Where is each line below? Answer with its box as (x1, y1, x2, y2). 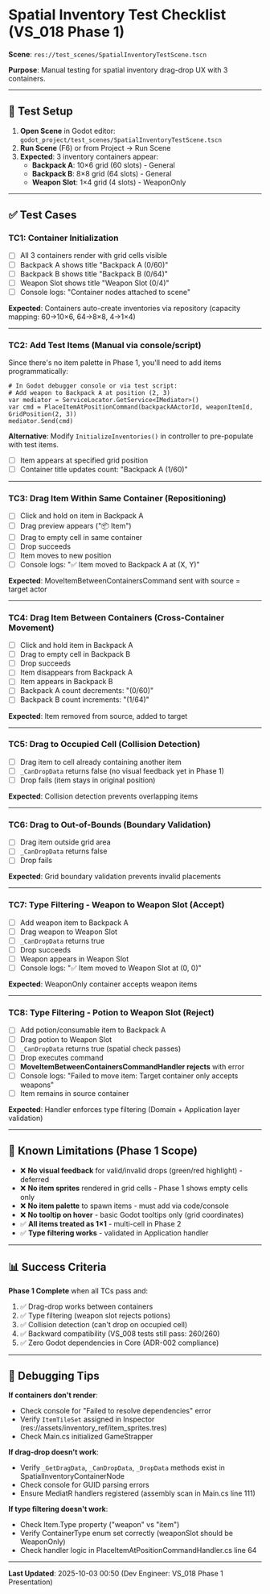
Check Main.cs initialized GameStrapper (19, 1432, 153, 1442)
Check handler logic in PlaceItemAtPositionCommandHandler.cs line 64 (19, 1546, 257, 1555)
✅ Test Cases (8, 208, 77, 222)
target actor (8, 584, 47, 594)
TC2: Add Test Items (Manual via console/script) (8, 339, 202, 351)
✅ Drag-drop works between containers (19, 1301, 153, 1311)
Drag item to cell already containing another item (19, 757, 182, 766)
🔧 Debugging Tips (8, 1368, 100, 1383)
